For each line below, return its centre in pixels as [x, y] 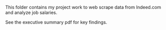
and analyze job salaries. [31, 12]
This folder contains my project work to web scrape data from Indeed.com [83, 7]
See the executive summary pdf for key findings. [56, 22]
